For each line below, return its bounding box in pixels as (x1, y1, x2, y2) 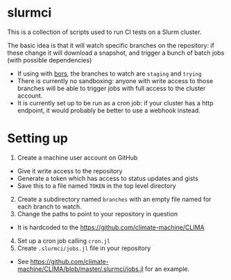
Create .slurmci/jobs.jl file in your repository (17, 244, 151, 252)
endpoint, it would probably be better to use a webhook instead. (17, 106, 201, 114)
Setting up (7, 130, 68, 146)
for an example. (144, 265, 189, 273)
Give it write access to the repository (17, 166, 123, 175)
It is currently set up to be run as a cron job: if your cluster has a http (17, 98, 214, 107)
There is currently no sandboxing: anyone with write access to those (17, 76, 214, 85)
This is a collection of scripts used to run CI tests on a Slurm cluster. (7, 28, 202, 36)
